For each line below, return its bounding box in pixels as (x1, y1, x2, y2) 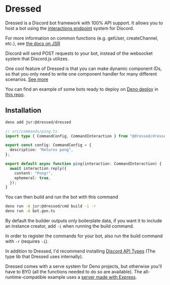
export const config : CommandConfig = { (5, 142, 92, 148)
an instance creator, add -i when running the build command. (5, 223, 134, 229)
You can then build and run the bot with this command (5, 194, 118, 200)
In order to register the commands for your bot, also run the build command (5, 233, 163, 239)
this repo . (5, 91, 25, 97)
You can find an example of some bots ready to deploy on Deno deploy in (5, 86, 158, 92)
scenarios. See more (5, 76, 49, 82)
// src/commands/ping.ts (5, 129, 58, 134)
